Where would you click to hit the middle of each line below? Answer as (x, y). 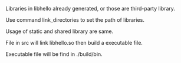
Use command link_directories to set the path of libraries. (75, 20)
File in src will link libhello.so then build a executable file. (74, 43)
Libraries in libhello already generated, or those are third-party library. (90, 9)
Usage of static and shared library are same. (60, 31)
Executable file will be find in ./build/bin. (54, 54)
